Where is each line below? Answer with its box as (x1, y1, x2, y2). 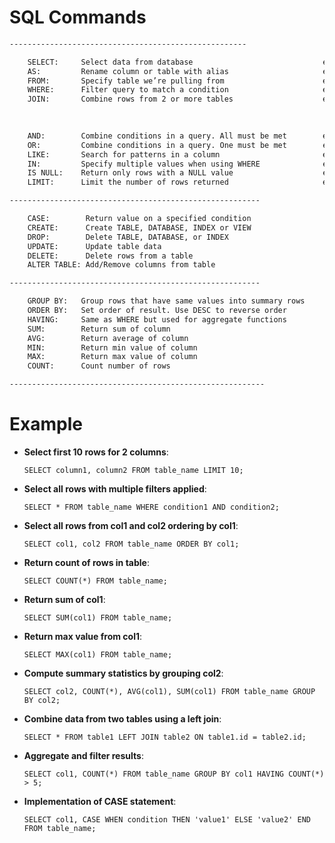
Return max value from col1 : (23, 631, 143, 642)
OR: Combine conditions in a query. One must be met (27, 140, 287, 150)
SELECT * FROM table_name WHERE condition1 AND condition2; (23, 502, 280, 512)
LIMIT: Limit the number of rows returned (27, 177, 229, 188)
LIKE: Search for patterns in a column (27, 149, 221, 160)
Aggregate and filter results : (23, 750, 144, 761)
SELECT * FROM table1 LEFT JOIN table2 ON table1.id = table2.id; (23, 732, 307, 742)
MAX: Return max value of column (27, 352, 198, 362)
